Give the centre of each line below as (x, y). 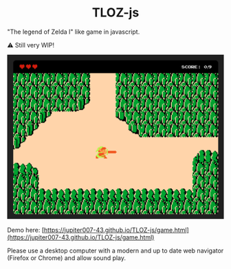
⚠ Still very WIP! (31, 45)
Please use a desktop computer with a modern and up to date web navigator (115, 250)
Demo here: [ (26, 230)
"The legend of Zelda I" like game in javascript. (74, 32)
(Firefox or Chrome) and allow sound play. (66, 258)
